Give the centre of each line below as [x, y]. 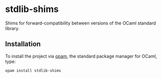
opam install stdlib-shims [33, 70]
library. [12, 28]
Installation [23, 44]
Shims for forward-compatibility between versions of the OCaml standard [81, 23]
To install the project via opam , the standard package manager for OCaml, [81, 56]
